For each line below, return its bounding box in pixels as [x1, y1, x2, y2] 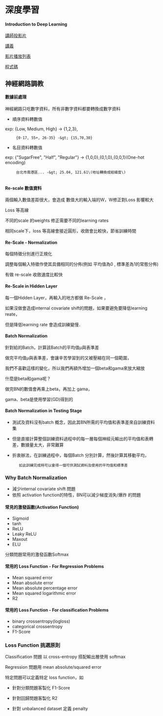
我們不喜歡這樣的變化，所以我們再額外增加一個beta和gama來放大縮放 [5, 365, 145, 371]
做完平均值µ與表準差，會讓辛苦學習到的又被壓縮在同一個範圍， [5, 355, 132, 360]
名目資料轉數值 [12, 145, 42, 150]
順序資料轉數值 [12, 116, 42, 122]
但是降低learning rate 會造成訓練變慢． [5, 321, 83, 327]
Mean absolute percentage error [12, 585, 78, 591]
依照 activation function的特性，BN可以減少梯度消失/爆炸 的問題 [12, 492, 141, 498]
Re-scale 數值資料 [5, 185, 42, 191]
